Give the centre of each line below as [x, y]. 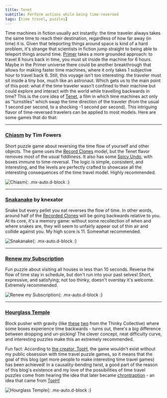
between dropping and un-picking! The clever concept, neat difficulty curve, [83, 334]
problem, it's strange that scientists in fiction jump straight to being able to [81, 49]
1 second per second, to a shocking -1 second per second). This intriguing [81, 107]
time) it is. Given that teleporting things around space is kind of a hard [77, 44]
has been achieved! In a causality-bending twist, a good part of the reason [82, 364]
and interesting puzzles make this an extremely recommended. [70, 339]
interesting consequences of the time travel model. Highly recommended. [81, 172]
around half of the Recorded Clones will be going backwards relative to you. [83, 215]
